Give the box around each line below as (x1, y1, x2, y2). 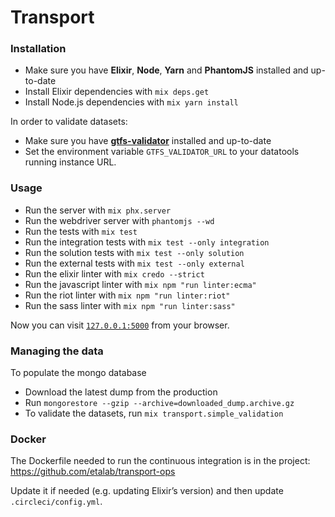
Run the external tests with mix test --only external (24, 257, 245, 269)
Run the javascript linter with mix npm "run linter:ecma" (24, 278, 257, 290)
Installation (10, 42, 67, 56)
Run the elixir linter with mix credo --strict (24, 267, 205, 280)
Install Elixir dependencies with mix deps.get (24, 86, 210, 98)
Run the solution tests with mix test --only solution (24, 246, 245, 258)
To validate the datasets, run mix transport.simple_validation (24, 407, 284, 420)
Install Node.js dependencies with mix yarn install (24, 96, 239, 108)
